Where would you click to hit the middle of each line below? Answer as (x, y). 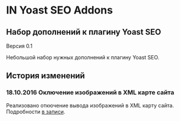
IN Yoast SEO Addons (60, 10)
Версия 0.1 (19, 46)
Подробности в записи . (36, 112)
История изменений (46, 76)
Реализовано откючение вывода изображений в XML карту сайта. (90, 105)
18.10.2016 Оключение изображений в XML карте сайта (90, 93)
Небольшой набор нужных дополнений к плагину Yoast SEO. (83, 57)
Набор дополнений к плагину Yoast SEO (84, 32)
